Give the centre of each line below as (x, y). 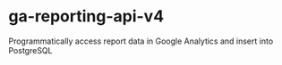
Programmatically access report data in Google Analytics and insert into (141, 41)
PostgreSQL (30, 50)
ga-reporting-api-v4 (86, 16)
